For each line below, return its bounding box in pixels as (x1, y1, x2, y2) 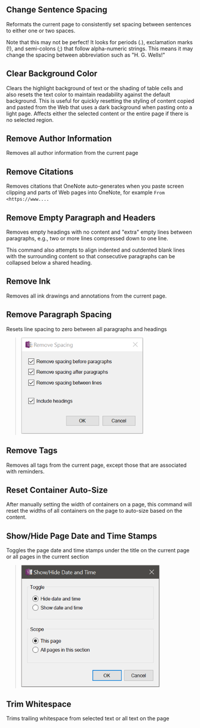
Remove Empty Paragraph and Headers (6, 212, 156, 223)
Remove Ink (6, 276, 51, 286)
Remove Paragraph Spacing (6, 310, 112, 320)
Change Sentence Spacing (6, 5, 107, 15)
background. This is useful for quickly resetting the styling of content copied (6, 97, 195, 104)
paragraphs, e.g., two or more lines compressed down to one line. (6, 235, 168, 242)
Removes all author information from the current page (6, 149, 139, 157)
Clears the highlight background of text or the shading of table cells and (6, 84, 183, 91)
